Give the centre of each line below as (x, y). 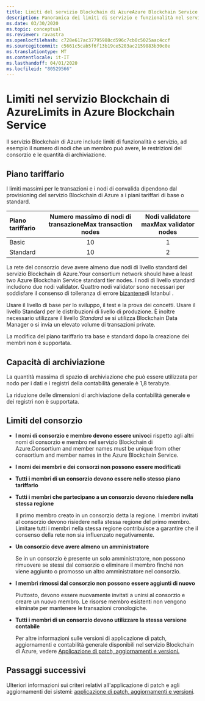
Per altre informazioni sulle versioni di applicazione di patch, (91, 638)
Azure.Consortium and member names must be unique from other (98, 448)
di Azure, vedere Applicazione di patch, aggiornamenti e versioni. (97, 651)
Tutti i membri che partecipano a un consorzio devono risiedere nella (104, 497)
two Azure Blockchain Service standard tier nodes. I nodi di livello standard (101, 280)
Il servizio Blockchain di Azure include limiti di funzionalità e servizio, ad (97, 142)
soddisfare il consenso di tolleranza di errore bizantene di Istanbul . (90, 293)
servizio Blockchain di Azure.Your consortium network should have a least (99, 274)
